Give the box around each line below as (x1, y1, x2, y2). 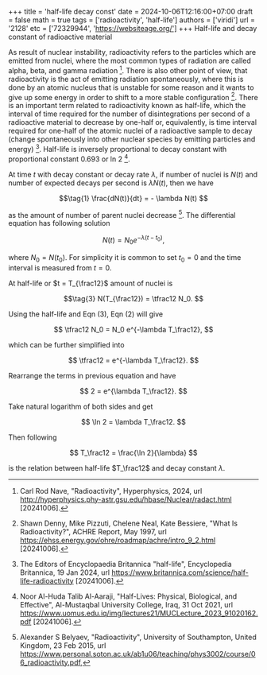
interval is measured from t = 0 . (8, 262, 112, 273)
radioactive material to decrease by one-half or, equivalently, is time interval (8, 118, 257, 127)
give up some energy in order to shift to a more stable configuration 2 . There (8, 91, 258, 102)
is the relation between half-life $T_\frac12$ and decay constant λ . (8, 463, 226, 472)
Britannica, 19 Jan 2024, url (19, 568, 110, 577)
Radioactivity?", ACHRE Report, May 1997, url (19, 526, 167, 536)
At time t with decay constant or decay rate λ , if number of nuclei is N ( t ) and (8, 169, 258, 179)
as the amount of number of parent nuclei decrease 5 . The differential (8, 208, 236, 219)
